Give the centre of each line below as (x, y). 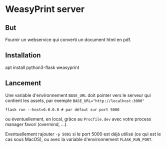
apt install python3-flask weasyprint (42, 67)
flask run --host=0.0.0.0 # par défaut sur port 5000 (62, 109)
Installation (23, 55)
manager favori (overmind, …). (36, 124)
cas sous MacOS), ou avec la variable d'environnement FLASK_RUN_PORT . (79, 139)
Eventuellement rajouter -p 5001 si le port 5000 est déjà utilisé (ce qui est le (83, 134)
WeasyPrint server (45, 9)
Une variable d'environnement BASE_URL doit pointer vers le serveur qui (78, 95)
